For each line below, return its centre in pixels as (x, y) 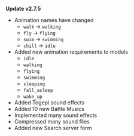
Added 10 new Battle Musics (49, 109)
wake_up (33, 97)
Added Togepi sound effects (49, 103)
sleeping (34, 84)
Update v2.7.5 (23, 9)
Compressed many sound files (52, 121)
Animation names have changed (54, 20)
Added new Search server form (53, 128)
